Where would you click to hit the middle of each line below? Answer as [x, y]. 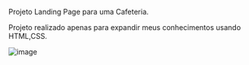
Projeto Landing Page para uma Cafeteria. [79, 12]
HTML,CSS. [28, 36]
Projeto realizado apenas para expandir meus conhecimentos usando [125, 27]
